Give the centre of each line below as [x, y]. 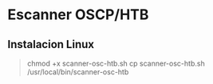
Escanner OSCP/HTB [78, 15]
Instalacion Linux [51, 44]
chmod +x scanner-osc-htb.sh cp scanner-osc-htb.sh [116, 63]
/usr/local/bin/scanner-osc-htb [78, 72]
